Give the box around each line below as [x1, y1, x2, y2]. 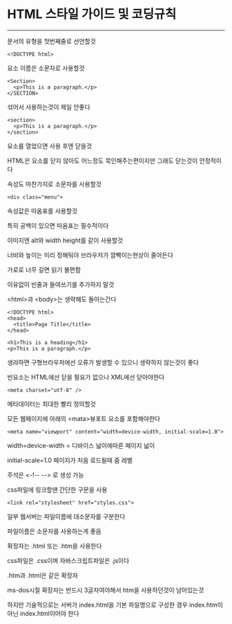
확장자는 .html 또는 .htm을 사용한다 [7, 542, 102, 550]
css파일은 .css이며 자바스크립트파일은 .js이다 [7, 556, 130, 564]
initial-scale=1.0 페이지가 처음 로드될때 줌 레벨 [7, 456, 133, 464]
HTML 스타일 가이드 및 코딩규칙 [7, 6, 177, 22]
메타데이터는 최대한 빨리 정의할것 [7, 400, 97, 408]
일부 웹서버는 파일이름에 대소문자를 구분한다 [7, 512, 126, 520]
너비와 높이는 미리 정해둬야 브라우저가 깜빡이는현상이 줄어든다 [7, 251, 174, 259]
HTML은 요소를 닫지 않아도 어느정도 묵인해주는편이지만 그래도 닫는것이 [7, 157, 198, 165]
